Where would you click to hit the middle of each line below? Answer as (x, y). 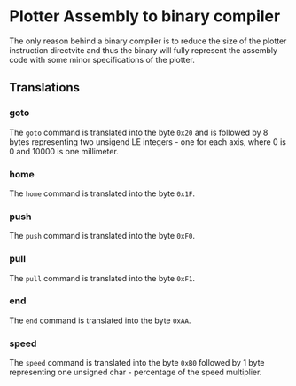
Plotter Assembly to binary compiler (145, 16)
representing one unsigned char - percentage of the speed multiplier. (136, 372)
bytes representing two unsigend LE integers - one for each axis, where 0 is (148, 142)
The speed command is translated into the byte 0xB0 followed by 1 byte (137, 363)
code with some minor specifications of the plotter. (102, 59)
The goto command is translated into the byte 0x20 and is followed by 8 (139, 132)
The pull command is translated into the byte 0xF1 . (102, 278)
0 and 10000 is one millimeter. (64, 151)
